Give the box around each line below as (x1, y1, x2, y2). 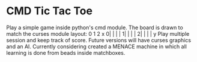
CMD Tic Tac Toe (6, 4, 93, 18)
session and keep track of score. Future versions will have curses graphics (6, 36, 191, 44)
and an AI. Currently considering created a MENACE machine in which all (6, 43, 187, 50)
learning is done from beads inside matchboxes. (6, 49, 126, 56)
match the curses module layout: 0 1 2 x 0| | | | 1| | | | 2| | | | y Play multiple (6, 30, 190, 37)
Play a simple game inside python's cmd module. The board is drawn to (6, 24, 183, 31)
